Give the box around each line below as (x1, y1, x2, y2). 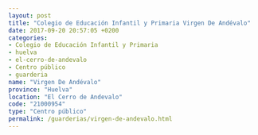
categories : (8, 33, 48, 42)
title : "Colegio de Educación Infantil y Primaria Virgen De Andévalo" (8, 19, 251, 27)
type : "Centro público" (8, 108, 88, 116)
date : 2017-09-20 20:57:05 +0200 (8, 26, 119, 34)
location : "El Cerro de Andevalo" (8, 93, 123, 101)
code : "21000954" (8, 100, 66, 108)
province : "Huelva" (8, 85, 73, 94)
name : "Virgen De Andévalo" (8, 78, 102, 86)
